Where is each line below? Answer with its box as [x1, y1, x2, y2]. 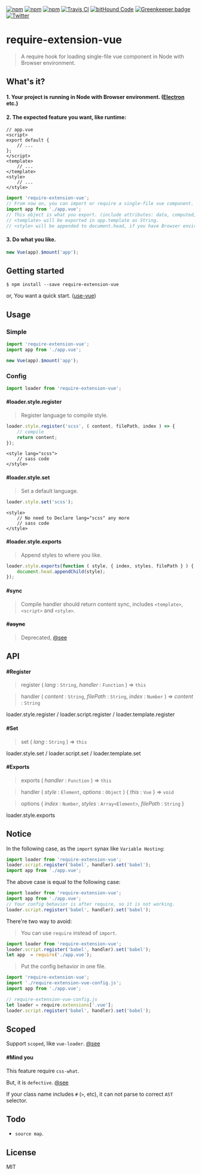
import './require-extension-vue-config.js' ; [6, 980, 121, 986]
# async [6, 621, 26, 628]
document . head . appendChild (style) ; [17, 569, 106, 575]
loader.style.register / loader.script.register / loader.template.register [6, 711, 175, 718]
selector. [6, 1096, 28, 1104]
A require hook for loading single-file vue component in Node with [20, 53, 184, 60]
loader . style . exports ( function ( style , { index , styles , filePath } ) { [6, 563, 194, 569]
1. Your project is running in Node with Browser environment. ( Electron [6, 93, 185, 100]
